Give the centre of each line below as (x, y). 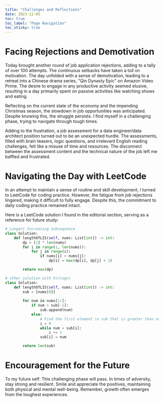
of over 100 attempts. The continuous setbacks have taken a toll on (72, 71)
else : (37, 314)
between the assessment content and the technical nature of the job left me (81, 152)
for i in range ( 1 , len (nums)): (54, 247)
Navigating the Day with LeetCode (76, 176)
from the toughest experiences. (37, 394)
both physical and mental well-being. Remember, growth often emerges (77, 389)
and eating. (16, 96)
